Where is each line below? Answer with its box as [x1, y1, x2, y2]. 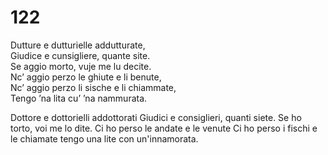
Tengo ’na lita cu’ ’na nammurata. [10, 92, 148, 104]
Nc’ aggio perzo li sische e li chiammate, [10, 81, 177, 93]
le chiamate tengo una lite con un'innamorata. [10, 132, 199, 145]
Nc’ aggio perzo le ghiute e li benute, [10, 71, 162, 83]
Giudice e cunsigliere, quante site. [10, 49, 151, 61]
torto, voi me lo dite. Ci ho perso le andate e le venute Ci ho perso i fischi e [10, 122, 318, 134]
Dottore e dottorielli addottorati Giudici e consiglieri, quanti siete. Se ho [10, 111, 302, 123]
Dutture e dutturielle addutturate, [10, 39, 146, 51]
